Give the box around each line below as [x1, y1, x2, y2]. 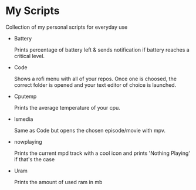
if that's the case [13, 155, 55, 162]
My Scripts [5, 4, 60, 18]
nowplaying [13, 138, 42, 145]
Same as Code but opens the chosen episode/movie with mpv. [13, 127, 165, 134]
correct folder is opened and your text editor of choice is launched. [13, 81, 177, 89]
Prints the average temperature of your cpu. [13, 104, 121, 111]
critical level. [13, 52, 45, 59]
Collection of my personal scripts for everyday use [5, 23, 128, 30]
